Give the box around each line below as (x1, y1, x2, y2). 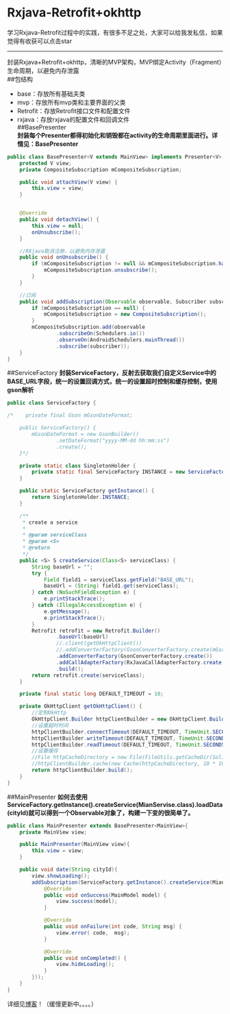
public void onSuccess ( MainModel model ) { (43, 891, 167, 899)
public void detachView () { (19, 216, 99, 224)
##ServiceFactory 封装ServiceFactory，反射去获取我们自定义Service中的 (7, 369, 217, 377)
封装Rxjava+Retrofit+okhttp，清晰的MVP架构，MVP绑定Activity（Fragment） (7, 58, 222, 66)
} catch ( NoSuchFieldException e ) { (31, 589, 136, 596)
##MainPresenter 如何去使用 (7, 793, 88, 801)
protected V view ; (19, 160, 72, 167)
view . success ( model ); (55, 898, 118, 905)
